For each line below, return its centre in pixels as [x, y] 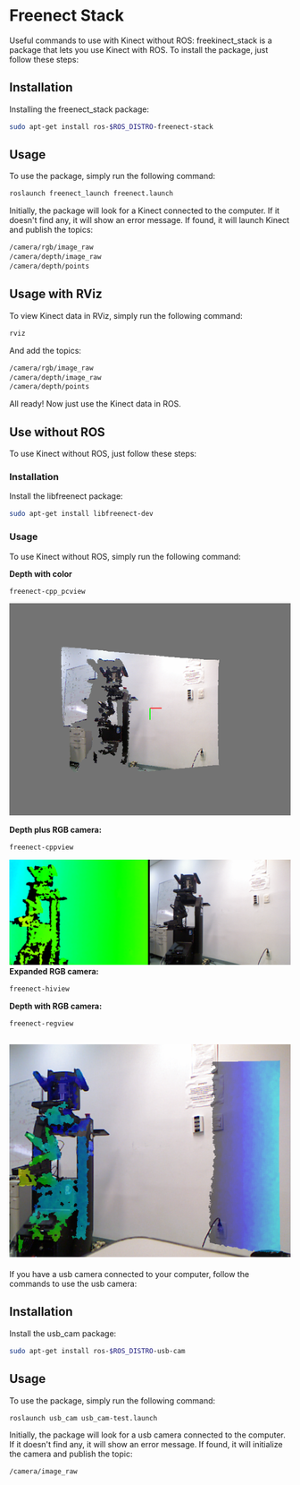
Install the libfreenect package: [66, 496]
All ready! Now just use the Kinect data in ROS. [95, 404]
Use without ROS [57, 432]
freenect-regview [42, 1023]
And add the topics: [46, 350]
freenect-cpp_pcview [48, 591]
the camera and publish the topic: [71, 1454]
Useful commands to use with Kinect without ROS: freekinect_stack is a [141, 40]
